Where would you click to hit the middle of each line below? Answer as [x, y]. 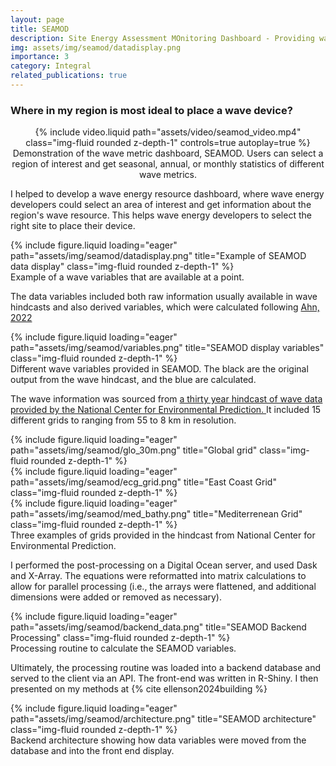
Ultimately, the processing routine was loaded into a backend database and [166, 668]
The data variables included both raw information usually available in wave [164, 297]
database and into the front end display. [92, 751]
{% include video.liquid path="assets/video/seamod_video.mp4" [168, 132]
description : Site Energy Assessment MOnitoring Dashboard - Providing [162, 38]
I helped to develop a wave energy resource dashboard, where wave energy [167, 194]
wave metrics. [168, 175]
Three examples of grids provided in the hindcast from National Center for [163, 535]
